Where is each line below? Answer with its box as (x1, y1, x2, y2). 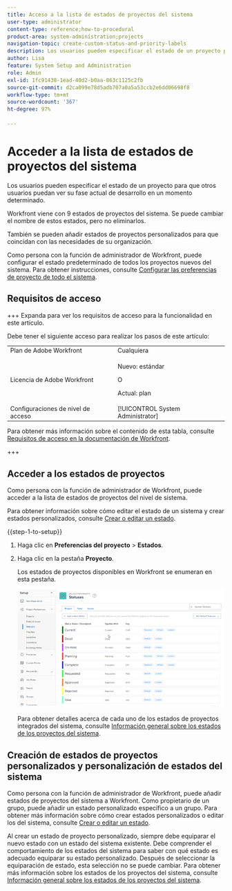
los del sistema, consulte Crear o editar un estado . (7, 818, 151, 827)
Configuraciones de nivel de (10, 404, 90, 412)
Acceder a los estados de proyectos (7, 468, 166, 479)
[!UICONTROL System (117, 404, 181, 412)
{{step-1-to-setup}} (7, 528, 63, 536)
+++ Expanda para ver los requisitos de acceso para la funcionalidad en (7, 311, 213, 319)
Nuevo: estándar (117, 362, 165, 370)
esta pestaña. (17, 575, 57, 584)
